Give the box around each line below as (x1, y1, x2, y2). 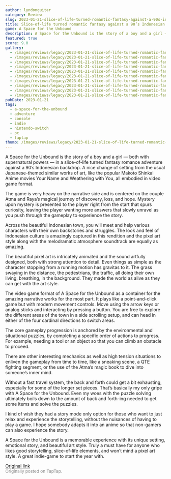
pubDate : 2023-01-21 (5, 97, 49, 102)
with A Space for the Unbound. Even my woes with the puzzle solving (5, 390, 152, 397)
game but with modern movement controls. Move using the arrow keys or (5, 301, 159, 308)
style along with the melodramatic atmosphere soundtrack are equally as (5, 238, 158, 245)
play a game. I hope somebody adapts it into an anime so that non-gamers (5, 422, 161, 428)
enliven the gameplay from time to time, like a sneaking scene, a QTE (5, 359, 150, 365)
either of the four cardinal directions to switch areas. (5, 317, 116, 323)
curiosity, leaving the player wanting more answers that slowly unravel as (5, 207, 159, 213)
